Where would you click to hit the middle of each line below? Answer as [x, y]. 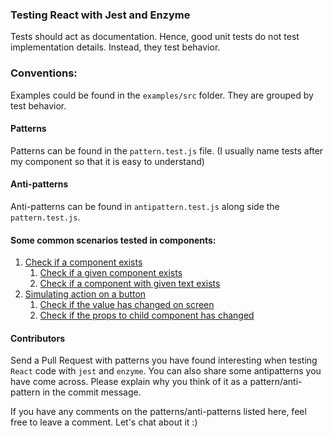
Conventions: [44, 73]
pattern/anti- [276, 382]
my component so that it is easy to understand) [107, 161]
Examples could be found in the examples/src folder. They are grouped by [162, 95]
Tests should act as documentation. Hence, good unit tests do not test [155, 37]
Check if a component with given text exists [130, 284]
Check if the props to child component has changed [147, 315]
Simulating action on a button [85, 294]
